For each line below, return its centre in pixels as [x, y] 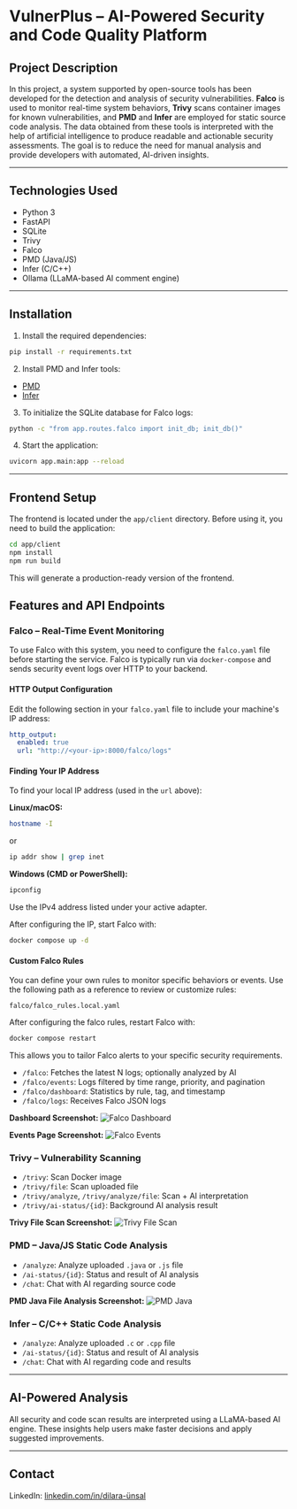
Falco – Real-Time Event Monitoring [87, 631]
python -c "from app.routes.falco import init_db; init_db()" [126, 428]
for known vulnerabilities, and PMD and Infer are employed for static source [148, 117]
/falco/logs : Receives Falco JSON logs [94, 1100]
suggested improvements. [57, 1438]
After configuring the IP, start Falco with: [83, 924]
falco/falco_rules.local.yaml [65, 1006]
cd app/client [35, 545]
